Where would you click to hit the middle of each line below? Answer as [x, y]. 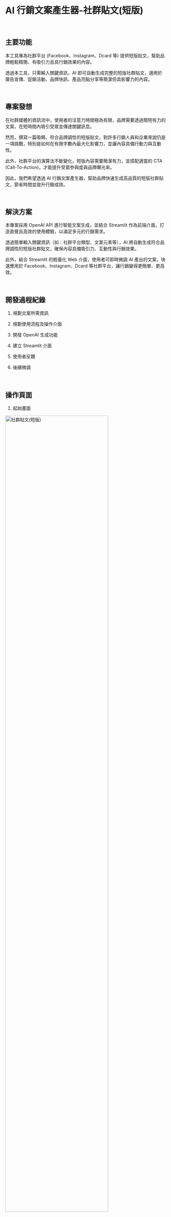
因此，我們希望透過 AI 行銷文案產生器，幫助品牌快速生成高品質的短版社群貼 [84, 178]
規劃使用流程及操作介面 [37, 324]
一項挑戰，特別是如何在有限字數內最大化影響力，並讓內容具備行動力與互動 [83, 143]
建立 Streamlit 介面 [32, 346]
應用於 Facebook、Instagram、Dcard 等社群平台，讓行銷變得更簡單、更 [85, 266]
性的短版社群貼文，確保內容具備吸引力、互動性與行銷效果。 [76, 249]
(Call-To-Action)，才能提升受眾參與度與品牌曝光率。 [60, 167]
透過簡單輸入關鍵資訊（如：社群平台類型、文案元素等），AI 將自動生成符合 [83, 242]
